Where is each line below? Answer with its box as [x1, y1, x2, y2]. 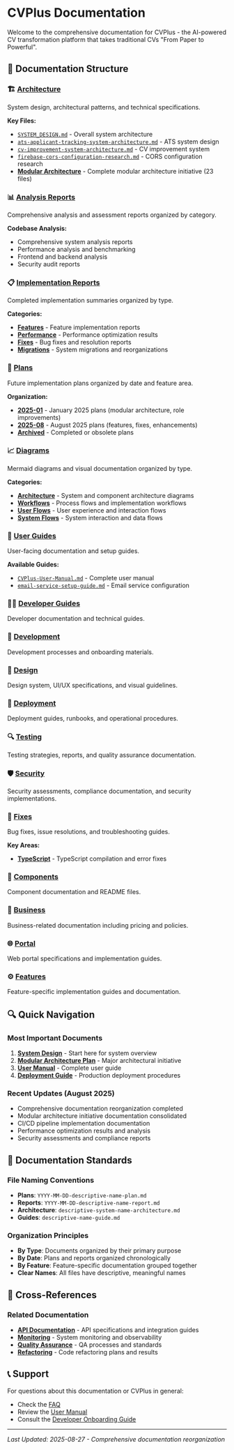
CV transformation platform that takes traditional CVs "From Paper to [7, 35, 204, 43]
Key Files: [7, 116, 37, 125]
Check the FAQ [17, 1400, 61, 1408]
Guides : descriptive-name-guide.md [17, 1214, 120, 1222]
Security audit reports [17, 259, 80, 268]
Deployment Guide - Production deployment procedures [17, 1071, 181, 1080]
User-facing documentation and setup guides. [7, 547, 140, 555]
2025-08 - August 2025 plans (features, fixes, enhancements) [17, 421, 198, 429]
